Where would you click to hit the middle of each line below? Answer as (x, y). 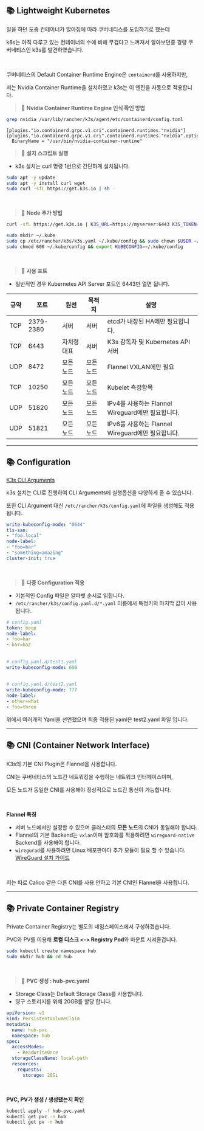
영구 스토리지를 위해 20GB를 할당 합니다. (63, 1001)
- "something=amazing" (35, 553)
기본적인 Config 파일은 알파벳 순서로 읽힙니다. (70, 595)
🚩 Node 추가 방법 (42, 213)
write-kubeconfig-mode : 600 (42, 667)
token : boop (21, 628)
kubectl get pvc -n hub (36, 1116)
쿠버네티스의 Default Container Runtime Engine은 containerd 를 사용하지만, (97, 74)
